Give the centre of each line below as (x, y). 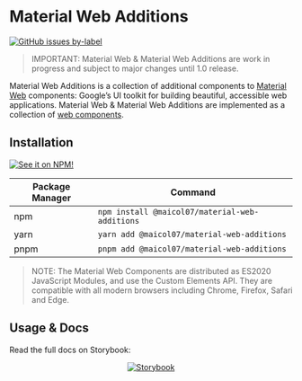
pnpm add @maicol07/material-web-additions (192, 248)
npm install (123, 212)
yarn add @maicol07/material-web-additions (192, 234)
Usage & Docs (49, 328)
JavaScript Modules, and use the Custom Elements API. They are (151, 280)
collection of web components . (67, 114)
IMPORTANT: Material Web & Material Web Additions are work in (151, 58)
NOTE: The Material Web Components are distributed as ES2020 (151, 270)
